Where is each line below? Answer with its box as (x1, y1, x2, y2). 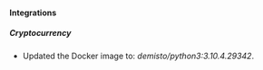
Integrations (9, 7, 57, 18)
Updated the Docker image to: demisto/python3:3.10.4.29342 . (22, 50, 255, 61)
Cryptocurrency (9, 28, 72, 39)
